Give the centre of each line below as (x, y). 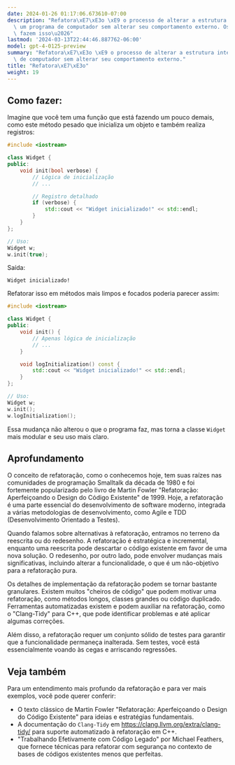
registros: (21, 132)
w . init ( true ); (28, 255)
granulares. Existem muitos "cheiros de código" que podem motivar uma (112, 592)
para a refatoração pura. (42, 571)
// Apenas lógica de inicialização (84, 338)
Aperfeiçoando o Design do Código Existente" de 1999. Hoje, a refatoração (115, 498)
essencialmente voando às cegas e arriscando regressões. (92, 650)
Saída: (16, 268)
